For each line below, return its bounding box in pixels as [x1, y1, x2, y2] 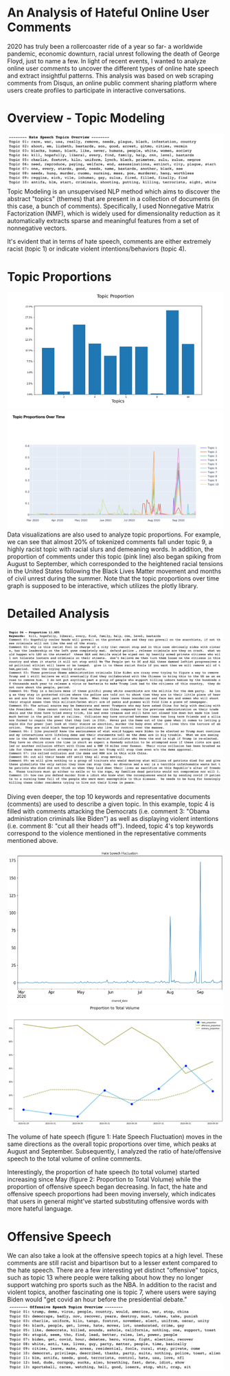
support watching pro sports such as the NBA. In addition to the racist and [7, 1281, 218, 1289]
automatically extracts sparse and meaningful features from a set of [7, 217, 199, 225]
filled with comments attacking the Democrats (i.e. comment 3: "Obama [7, 807, 210, 815]
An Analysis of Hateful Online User [7, 5, 209, 21]
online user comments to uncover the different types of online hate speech [7, 64, 219, 72]
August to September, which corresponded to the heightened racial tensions [7, 559, 223, 567]
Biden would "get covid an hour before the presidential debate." [7, 1295, 187, 1304]
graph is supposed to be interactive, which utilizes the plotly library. [7, 581, 198, 590]
